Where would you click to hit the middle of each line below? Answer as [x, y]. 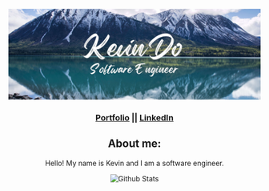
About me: [134, 144]
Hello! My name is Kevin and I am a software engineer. [134, 163]
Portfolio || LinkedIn [134, 118]
